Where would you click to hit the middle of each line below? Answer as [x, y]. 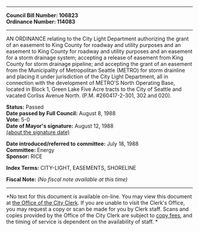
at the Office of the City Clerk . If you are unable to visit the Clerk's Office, [96, 203]
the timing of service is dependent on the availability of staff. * [82, 221]
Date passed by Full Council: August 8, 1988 [61, 113]
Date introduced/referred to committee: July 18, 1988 [73, 144]
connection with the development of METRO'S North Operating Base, [91, 83]
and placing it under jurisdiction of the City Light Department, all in [87, 77]
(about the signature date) [38, 132]
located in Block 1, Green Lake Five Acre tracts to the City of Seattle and [94, 89]
